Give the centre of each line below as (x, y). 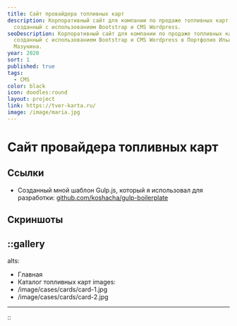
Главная (30, 274)
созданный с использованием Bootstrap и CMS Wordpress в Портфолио (115, 40)
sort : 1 (19, 60)
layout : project (31, 99)
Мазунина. (28, 47)
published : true (31, 66)
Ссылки (26, 173)
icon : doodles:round (38, 92)
